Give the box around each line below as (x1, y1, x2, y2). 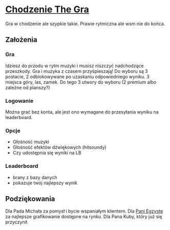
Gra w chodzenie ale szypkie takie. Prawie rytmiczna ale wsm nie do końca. (5, 21, 165, 27)
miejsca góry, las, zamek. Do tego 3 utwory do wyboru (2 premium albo (5, 79, 157, 85)
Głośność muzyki (12, 139, 50, 145)
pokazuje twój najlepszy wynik (12, 180, 78, 186)
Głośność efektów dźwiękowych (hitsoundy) (12, 144, 107, 150)
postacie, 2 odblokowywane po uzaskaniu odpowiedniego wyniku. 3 (5, 73, 150, 80)
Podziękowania (5, 194, 55, 203)
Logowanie (5, 97, 34, 104)
